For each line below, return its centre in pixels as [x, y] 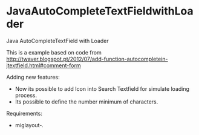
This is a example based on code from [54, 52]
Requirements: [24, 113]
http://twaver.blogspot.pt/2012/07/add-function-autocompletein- [87, 59]
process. [26, 95]
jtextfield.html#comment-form [44, 65]
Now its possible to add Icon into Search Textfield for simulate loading [102, 88]
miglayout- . [29, 125]
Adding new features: [33, 77]
